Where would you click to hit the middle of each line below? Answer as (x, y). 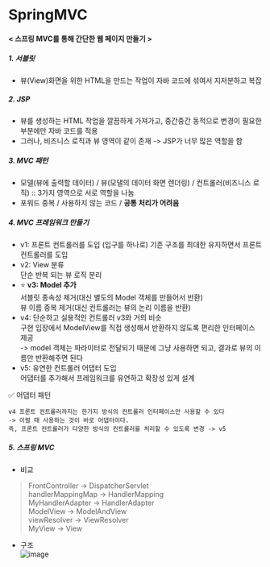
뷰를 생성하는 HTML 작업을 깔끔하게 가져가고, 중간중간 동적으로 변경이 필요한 (141, 120)
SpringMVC (48, 15)
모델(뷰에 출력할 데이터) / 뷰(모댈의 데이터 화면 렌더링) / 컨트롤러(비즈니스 (135, 182)
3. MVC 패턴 (28, 161)
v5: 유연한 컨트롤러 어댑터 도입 (68, 367)
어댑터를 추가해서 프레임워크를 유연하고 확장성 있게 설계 (107, 378)
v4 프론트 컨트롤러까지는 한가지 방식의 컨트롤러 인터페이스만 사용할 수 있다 (116, 412)
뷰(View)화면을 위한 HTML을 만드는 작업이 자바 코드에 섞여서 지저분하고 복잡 (141, 80)
